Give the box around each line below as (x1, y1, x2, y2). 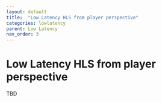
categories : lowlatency (6, 20, 66, 26)
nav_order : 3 (6, 31, 39, 37)
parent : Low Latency (6, 25, 58, 32)
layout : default (6, 8, 47, 15)
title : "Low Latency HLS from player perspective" (6, 14, 139, 21)
